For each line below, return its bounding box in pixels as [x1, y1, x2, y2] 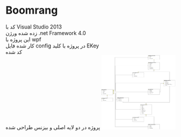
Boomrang [5, 4, 58, 17]
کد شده [5, 48, 22, 55]
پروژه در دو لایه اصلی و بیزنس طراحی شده [5, 123, 101, 130]
